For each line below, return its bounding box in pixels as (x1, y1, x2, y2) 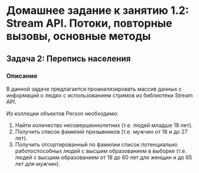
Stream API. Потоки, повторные (6, 16, 173, 30)
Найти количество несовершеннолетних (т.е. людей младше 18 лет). (14, 122, 193, 129)
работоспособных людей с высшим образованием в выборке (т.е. (14, 147, 187, 154)
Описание (6, 71, 38, 80)
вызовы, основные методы (6, 30, 151, 43)
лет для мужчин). (14, 160, 60, 167)
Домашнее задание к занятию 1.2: (6, 4, 189, 18)
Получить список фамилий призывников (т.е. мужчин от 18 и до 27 (14, 128, 188, 135)
